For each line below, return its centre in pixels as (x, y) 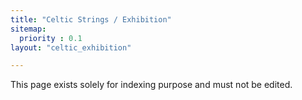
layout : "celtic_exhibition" (71, 47)
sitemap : (28, 29)
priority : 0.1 (51, 38)
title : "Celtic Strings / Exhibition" (91, 19)
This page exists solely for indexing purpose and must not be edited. (151, 85)
